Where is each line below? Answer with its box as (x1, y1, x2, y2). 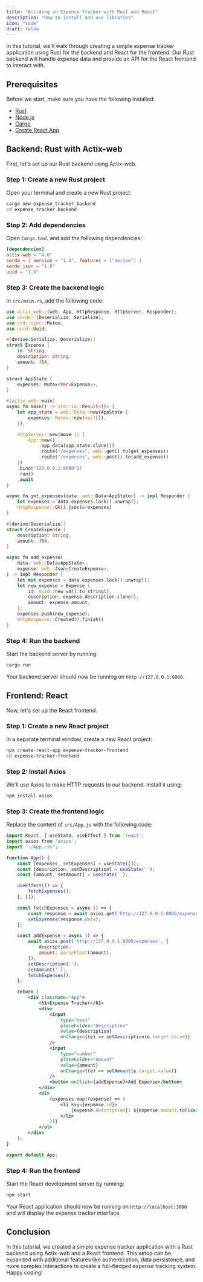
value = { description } (60, 1029, 112, 1035)
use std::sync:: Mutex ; (6, 320, 63, 326)
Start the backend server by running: (6, 650, 98, 657)
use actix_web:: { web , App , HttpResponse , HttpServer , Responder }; (6, 309, 177, 315)
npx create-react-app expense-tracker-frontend (6, 747, 129, 753)
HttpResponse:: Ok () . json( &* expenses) (17, 505, 112, 511)
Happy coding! (6, 1269, 43, 1276)
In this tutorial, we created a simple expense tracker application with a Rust (6, 1243, 193, 1250)
